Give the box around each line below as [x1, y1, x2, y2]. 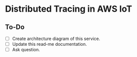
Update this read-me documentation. [12, 41, 87, 47]
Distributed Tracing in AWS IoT [5, 3, 133, 15]
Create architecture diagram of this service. [12, 36, 100, 41]
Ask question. [12, 47, 40, 53]
